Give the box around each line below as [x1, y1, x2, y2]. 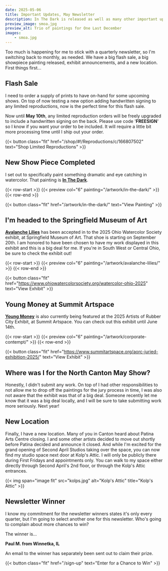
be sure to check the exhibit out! [5, 250, 72, 256]
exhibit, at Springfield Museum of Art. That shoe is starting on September [5, 234, 156, 240]
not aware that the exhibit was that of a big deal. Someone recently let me [5, 392, 157, 398]
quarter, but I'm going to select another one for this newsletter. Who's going [5, 516, 161, 522]
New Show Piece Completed [5, 158, 95, 167]
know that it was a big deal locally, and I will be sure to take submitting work [5, 398, 161, 404]
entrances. [5, 468, 27, 474]
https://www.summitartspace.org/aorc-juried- [63, 349, 158, 355]
